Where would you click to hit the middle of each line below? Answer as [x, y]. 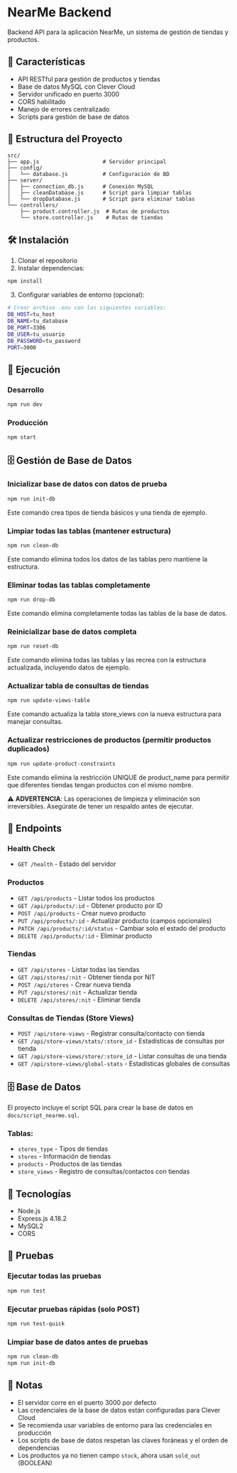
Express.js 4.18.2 [42, 1219]
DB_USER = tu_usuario [36, 334]
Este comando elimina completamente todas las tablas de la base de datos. [117, 613]
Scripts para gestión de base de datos [73, 116]
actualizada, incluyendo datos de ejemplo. [69, 667]
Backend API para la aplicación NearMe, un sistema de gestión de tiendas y [118, 32]
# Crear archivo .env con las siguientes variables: [87, 308]
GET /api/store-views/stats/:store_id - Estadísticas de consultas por [121, 1041]
